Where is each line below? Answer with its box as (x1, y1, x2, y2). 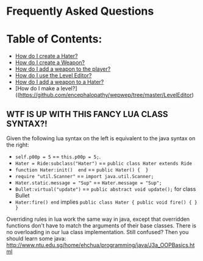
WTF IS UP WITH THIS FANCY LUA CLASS (6, 109, 169, 120)
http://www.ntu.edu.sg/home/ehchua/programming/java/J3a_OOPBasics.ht (6, 241, 195, 248)
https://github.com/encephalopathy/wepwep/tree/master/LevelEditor (19, 91, 192, 99)
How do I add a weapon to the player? (15, 65, 111, 73)
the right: (6, 141, 29, 148)
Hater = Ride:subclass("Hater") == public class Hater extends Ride (15, 159, 192, 166)
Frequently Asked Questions (6, 4, 154, 18)
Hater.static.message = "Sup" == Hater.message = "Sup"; (15, 179, 163, 186)
